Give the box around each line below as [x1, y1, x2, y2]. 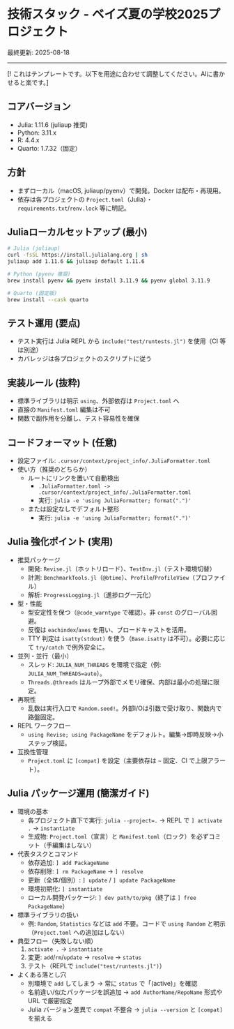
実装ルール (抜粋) [7, 377, 81, 389]
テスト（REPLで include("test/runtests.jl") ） [27, 961, 166, 970]
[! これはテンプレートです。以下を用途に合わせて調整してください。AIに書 [7, 69, 219, 77]
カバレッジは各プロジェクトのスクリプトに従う [17, 354, 152, 363]
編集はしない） [52, 841, 95, 849]
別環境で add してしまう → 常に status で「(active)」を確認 [27, 979, 198, 987]
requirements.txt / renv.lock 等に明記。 [17, 204, 130, 212]
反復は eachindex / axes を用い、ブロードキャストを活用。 [27, 625, 190, 633]
